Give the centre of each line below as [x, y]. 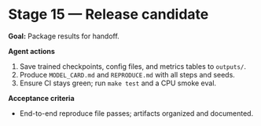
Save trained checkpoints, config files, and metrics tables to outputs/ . [132, 66]
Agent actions [31, 51]
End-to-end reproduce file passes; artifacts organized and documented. [136, 113]
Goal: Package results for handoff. [64, 36]
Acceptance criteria [41, 98]
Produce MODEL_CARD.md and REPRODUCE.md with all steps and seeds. [127, 74]
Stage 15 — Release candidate [108, 14]
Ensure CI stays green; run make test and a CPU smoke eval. [118, 83]
